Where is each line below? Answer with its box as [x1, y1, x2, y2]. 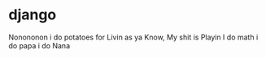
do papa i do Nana [8, 40, 71, 50]
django [8, 6, 57, 24]
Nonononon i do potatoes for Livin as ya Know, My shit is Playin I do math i [8, 32, 259, 42]
